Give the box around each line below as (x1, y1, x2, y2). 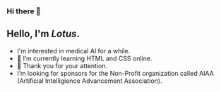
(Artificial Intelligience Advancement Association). (16, 77, 162, 85)
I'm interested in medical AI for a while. (16, 46, 131, 55)
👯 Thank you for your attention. (16, 61, 108, 70)
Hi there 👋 (6, 6, 42, 16)
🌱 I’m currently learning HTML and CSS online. (16, 54, 153, 63)
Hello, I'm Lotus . (6, 28, 80, 40)
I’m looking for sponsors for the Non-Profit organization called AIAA (16, 69, 215, 77)
